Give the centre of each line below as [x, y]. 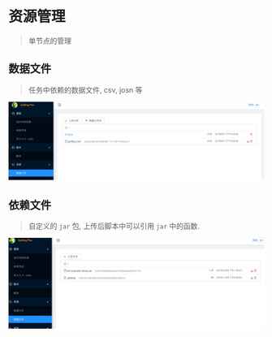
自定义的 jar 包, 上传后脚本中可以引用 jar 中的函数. [114, 226]
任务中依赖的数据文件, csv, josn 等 [85, 89]
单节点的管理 [50, 41]
